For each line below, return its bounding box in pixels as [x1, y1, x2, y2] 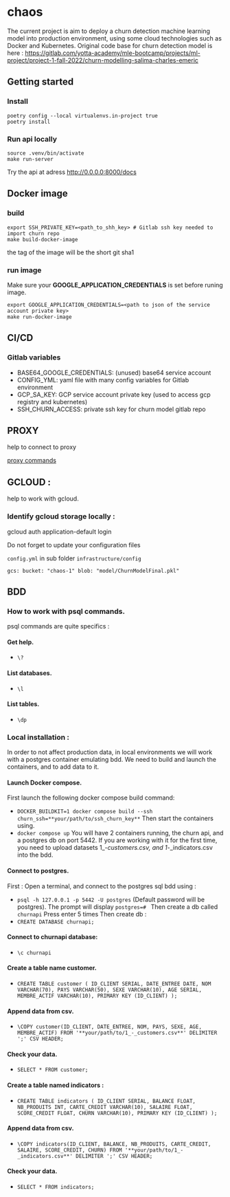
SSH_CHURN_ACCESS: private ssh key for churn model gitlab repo [16, 405, 206, 413]
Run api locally [7, 134, 57, 144]
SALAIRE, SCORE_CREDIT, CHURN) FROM [16, 1146, 122, 1154]
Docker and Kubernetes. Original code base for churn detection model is [7, 41, 213, 50]
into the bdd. [16, 850, 54, 859]
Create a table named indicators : [7, 1081, 104, 1089]
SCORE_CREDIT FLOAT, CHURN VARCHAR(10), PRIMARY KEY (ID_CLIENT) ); [16, 1110, 218, 1117]
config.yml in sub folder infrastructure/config [7, 554, 142, 562]
